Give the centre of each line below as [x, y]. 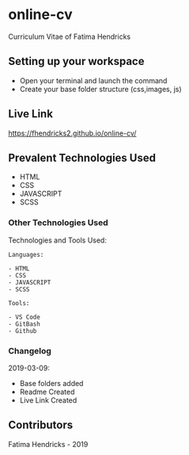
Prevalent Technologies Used [82, 157]
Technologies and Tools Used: [57, 240]
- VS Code [25, 317]
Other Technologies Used [58, 223]
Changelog [30, 350]
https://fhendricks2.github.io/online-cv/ [72, 133]
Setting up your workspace [76, 61]
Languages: [26, 254]
